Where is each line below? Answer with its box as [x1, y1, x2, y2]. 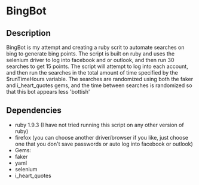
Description [6, 28, 51, 38]
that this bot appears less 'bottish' [6, 88, 90, 95]
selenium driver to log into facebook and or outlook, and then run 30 [6, 57, 174, 63]
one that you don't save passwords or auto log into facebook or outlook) [14, 140, 193, 147]
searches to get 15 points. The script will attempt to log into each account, [6, 63, 188, 70]
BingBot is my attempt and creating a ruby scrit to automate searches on [6, 44, 185, 51]
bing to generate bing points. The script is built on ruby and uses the [6, 50, 175, 57]
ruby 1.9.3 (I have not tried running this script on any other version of [14, 121, 184, 128]
